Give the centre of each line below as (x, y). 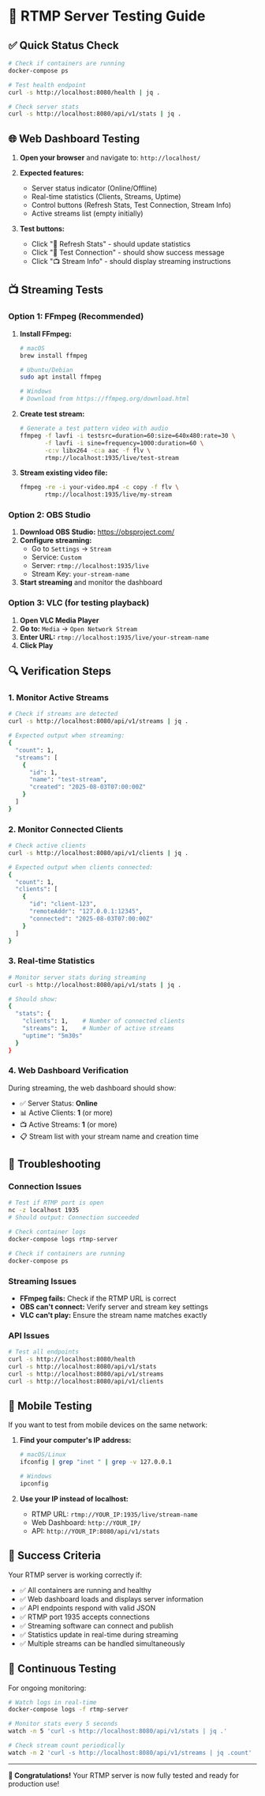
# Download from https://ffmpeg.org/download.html (105, 399)
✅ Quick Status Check (64, 45)
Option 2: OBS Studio (49, 515)
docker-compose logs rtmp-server (63, 1239)
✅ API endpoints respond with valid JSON (88, 1608)
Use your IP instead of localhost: (74, 1499)
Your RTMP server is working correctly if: (75, 1575)
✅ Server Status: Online (59, 1103)
